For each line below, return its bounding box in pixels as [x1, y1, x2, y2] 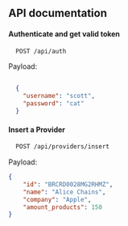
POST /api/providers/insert [15, 143, 110, 151]
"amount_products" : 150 [23, 203, 103, 211]
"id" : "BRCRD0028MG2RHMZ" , [23, 180, 114, 189]
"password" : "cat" [23, 100, 85, 108]
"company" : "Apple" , [23, 195, 92, 203]
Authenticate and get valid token [8, 28, 121, 39]
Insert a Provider [8, 125, 66, 134]
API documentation [8, 6, 107, 20]
